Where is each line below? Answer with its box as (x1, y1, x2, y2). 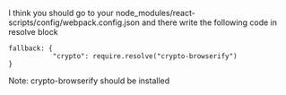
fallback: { (8, 44, 53, 53)
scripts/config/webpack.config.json (8, 17, 141, 28)
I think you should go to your (8, 8, 114, 18)
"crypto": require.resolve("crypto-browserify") (52, 52, 238, 61)
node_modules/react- (115, 8, 196, 18)
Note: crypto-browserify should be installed (8, 75, 170, 86)
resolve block (8, 27, 59, 37)
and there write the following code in (141, 17, 277, 28)
